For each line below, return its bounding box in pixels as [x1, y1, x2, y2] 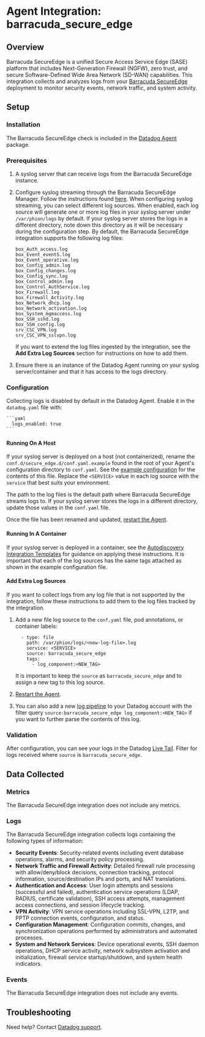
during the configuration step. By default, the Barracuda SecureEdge [15, 227, 189, 235]
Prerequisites [6, 156, 47, 165]
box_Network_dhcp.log [15, 300, 70, 306]
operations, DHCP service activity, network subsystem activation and [15, 947, 190, 955]
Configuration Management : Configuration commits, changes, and [15, 921, 185, 928]
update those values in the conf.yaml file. [6, 504, 110, 511]
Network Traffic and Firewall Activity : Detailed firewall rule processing [15, 862, 195, 870]
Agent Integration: [6, 4, 102, 18]
